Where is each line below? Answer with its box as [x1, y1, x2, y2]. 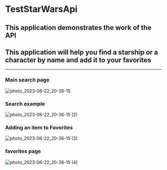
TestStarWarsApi [5, 3, 78, 15]
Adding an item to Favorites [5, 124, 73, 131]
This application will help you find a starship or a [5, 48, 158, 56]
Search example [5, 100, 45, 107]
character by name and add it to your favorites [5, 56, 152, 64]
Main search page [5, 76, 50, 83]
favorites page [5, 148, 41, 155]
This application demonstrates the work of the [5, 23, 152, 32]
